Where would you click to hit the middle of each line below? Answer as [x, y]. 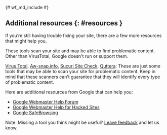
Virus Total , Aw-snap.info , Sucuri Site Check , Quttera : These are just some [83, 66]
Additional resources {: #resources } [64, 23]
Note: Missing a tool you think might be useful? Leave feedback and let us [82, 122]
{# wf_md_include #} [27, 7]
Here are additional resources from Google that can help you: [69, 92]
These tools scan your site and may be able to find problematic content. [80, 51]
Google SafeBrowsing [35, 112]
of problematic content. [30, 82]
